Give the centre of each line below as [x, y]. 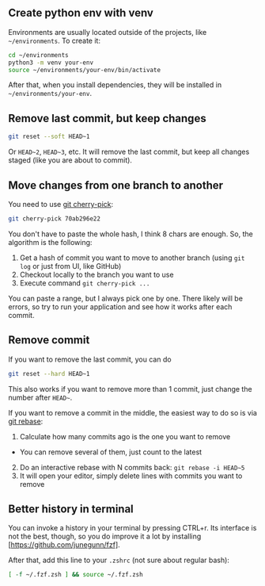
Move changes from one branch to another [116, 185]
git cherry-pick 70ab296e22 [55, 218]
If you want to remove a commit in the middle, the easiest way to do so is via [132, 412]
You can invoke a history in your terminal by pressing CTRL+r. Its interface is [132, 528]
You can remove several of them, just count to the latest [111, 452]
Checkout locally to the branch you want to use [97, 274]
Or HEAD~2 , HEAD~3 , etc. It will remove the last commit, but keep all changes [129, 152]
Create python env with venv [81, 13]
